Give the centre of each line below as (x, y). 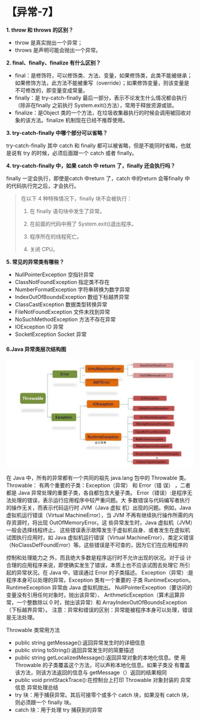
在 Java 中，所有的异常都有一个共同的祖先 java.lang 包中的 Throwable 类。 (98, 478)
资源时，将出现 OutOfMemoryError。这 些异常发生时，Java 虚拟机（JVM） (102, 523)
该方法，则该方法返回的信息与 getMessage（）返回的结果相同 (91, 672)
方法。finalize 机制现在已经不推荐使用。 (79, 120)
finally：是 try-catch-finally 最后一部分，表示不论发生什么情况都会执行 (101, 98)
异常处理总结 (42, 687)
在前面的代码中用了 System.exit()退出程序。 (83, 224)
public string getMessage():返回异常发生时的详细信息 (80, 643)
